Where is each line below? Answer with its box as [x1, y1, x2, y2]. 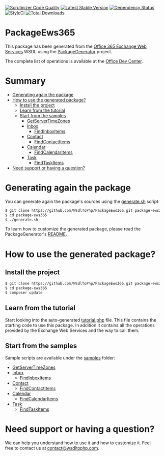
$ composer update [5, 291, 43, 295]
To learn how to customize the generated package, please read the [5, 226, 141, 232]
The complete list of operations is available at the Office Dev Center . [5, 58, 143, 64]
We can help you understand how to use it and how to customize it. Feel [5, 440, 151, 446]
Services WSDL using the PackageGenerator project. [5, 48, 112, 54]
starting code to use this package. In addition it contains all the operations [5, 322, 155, 328]
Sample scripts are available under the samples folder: [5, 355, 115, 360]
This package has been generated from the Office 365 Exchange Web [5, 43, 147, 49]
